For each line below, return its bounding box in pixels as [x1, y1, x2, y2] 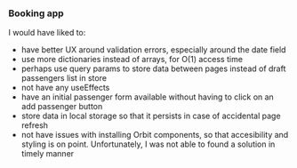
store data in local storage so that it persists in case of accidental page [20, 110, 281, 122]
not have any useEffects [20, 83, 110, 93]
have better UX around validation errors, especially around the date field [20, 44, 286, 55]
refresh [20, 120, 49, 131]
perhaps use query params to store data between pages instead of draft [20, 63, 286, 74]
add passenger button [20, 101, 103, 112]
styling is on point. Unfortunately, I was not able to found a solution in [20, 139, 276, 149]
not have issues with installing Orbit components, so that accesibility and [20, 130, 289, 140]
